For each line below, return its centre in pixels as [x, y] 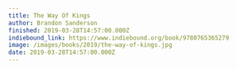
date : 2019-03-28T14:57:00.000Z [62, 52]
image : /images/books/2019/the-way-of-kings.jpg [90, 45]
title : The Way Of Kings [49, 15]
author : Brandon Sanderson [53, 23]
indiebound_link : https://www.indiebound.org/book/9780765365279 [118, 38]
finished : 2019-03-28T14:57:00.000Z [69, 30]
